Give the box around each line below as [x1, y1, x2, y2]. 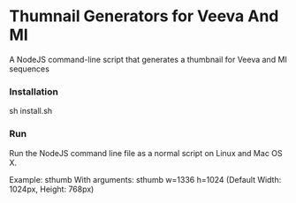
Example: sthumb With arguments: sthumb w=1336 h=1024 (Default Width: [9, 174, 282, 184]
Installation [9, 86, 59, 98]
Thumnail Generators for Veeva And [9, 6, 279, 26]
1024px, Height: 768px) [9, 184, 95, 194]
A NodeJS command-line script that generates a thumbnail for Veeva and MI [9, 54, 287, 64]
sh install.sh [9, 106, 53, 117]
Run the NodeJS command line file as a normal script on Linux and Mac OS [9, 147, 283, 158]
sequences [9, 64, 50, 74]
